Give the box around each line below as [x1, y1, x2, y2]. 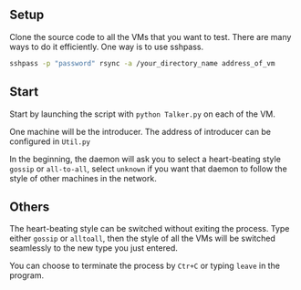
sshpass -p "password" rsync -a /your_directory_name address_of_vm [9, 58, 275, 67]
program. [9, 270, 45, 281]
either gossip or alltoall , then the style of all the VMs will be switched [9, 233, 276, 244]
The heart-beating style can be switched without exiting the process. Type [9, 223, 290, 234]
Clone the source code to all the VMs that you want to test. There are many [9, 31, 292, 42]
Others [9, 199, 50, 214]
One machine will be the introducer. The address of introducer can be [9, 126, 272, 137]
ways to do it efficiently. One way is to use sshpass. [9, 41, 204, 52]
